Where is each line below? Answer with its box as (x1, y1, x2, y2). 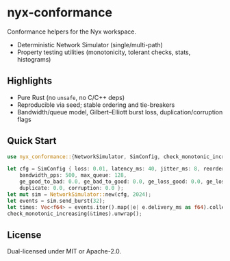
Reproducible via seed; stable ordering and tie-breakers (16, 101, 175, 109)
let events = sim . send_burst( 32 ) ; (7, 197, 106, 204)
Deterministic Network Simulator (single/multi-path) (16, 40, 163, 49)
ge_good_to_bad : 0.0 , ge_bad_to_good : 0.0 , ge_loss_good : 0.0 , (19, 178, 204, 186)
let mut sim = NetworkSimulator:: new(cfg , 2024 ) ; (7, 190, 152, 198)
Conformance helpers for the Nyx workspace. (7, 27, 137, 36)
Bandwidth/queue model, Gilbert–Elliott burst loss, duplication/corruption (16, 108, 223, 116)
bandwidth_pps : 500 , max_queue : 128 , (19, 172, 127, 179)
